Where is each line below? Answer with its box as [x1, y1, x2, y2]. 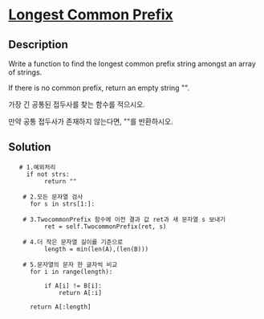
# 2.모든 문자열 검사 [22, 193, 83, 201]
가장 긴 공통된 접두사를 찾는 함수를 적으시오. [8, 100, 146, 109]
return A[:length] [29, 303, 91, 311]
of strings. [8, 67, 43, 77]
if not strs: [26, 170, 70, 178]
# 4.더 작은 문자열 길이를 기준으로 [22, 238, 124, 246]
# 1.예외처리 [18, 163, 56, 171]
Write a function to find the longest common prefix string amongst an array [8, 59, 257, 68]
